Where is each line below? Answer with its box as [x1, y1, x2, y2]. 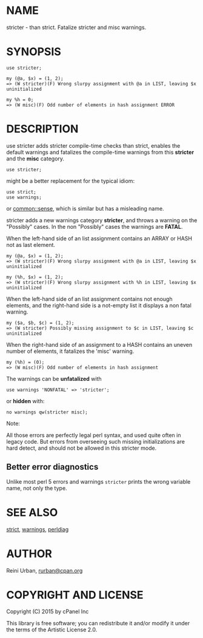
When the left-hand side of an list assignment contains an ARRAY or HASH [6, 234, 193, 242]
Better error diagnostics [6, 462, 99, 472]
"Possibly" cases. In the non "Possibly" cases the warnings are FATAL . [6, 223, 183, 230]
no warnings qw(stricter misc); [6, 409, 88, 415]
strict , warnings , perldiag [6, 525, 69, 533]
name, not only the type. [6, 484, 68, 492]
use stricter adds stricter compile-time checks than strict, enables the [6, 142, 181, 149]
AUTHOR [6, 547, 53, 561]
